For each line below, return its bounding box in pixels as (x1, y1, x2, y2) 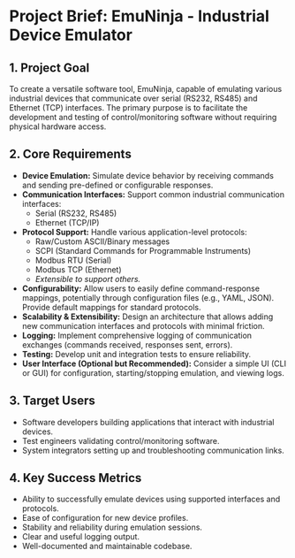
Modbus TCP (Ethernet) (34, 264, 122, 275)
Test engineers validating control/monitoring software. (21, 435, 220, 446)
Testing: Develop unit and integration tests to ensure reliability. (21, 348, 252, 359)
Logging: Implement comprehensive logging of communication (21, 330, 253, 340)
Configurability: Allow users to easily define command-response (21, 283, 261, 294)
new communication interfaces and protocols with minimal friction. (21, 320, 265, 331)
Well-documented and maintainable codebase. (21, 541, 193, 552)
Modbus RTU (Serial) (34, 255, 112, 265)
